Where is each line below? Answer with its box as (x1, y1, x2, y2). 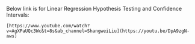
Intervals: (6, 11, 29, 18)
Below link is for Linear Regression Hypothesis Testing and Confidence (6, 5, 182, 12)
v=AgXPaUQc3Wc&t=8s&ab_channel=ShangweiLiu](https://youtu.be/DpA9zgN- (6, 28, 190, 34)
